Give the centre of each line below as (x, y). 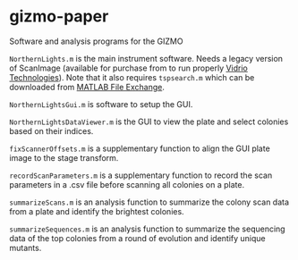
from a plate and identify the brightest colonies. (97, 211)
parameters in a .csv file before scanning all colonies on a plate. (127, 184)
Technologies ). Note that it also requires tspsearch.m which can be (132, 77)
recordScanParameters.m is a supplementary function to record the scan (141, 175)
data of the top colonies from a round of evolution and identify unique (137, 238)
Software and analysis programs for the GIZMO (96, 41)
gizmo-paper (59, 17)
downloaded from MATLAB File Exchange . (87, 87)
